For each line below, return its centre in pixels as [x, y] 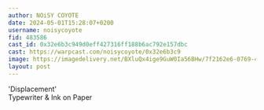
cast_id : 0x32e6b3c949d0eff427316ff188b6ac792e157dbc [98, 45]
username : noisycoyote [45, 30]
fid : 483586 [27, 37]
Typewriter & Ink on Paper [50, 97]
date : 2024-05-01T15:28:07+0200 [61, 23]
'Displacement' [33, 89]
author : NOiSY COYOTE [44, 15]
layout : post [29, 67]
